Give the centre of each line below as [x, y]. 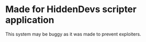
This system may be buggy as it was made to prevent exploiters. [73, 34]
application [30, 20]
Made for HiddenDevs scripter [71, 9]
